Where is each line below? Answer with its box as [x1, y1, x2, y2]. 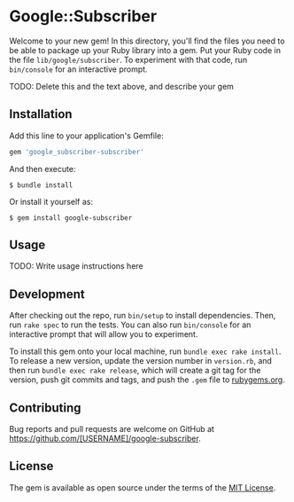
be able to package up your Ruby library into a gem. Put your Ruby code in [9, 44, 282, 55]
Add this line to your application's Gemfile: [9, 130, 164, 141]
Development [9, 286, 86, 302]
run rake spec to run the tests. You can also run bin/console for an [9, 319, 251, 330]
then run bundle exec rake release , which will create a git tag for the [9, 365, 261, 376]
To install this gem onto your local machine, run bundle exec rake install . [9, 346, 282, 357]
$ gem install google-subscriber [9, 213, 133, 223]
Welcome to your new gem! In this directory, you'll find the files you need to [9, 35, 285, 46]
